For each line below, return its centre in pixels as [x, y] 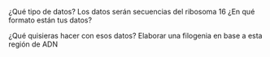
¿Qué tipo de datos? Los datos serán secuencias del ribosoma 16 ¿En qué [132, 12]
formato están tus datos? [50, 20]
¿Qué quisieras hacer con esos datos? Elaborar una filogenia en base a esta [135, 36]
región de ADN [33, 44]
